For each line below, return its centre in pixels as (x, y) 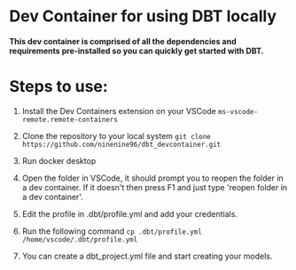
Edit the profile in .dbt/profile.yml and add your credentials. (129, 213)
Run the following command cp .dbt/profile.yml (112, 231)
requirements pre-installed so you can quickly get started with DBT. (136, 50)
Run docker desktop (59, 160)
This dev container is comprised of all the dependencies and (123, 41)
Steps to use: (58, 86)
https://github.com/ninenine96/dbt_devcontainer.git (121, 144)
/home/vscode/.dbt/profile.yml (80, 239)
